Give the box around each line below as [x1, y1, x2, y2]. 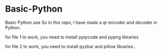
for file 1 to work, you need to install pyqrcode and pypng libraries [5, 34, 139, 40]
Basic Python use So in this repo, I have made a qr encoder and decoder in [5, 19, 158, 25]
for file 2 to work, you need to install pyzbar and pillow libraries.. [5, 43, 136, 49]
